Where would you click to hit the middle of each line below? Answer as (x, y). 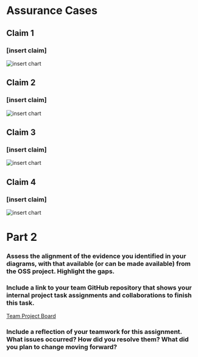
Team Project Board (31, 316)
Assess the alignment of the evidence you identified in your (96, 256)
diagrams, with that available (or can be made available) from (98, 264)
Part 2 (22, 237)
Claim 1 (20, 33)
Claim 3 (21, 132)
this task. (20, 303)
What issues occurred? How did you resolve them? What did (97, 339)
